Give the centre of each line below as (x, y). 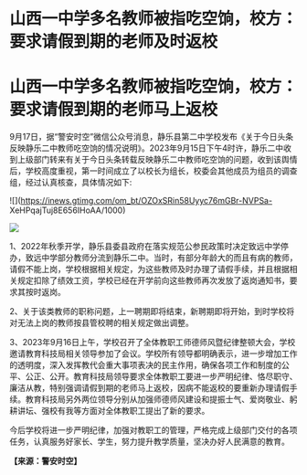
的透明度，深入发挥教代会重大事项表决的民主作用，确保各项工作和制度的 (145, 365)
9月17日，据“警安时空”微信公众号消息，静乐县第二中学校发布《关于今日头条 (152, 137)
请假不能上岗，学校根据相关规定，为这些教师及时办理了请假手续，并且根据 (149, 269)
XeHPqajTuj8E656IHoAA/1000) (68, 210)
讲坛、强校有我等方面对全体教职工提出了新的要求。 (113, 411)
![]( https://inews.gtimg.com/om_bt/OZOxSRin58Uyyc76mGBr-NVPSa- (141, 201)
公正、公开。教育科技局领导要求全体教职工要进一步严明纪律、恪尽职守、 (161, 376)
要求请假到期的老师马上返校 (114, 110)
